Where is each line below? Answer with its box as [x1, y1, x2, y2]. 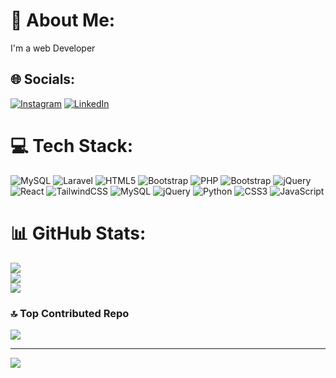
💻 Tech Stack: [10, 134, 134, 157]
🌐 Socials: [10, 71, 76, 88]
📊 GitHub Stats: [10, 222, 147, 244]
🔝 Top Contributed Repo [10, 306, 130, 320]
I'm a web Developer [10, 42, 96, 54]
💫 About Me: [10, 9, 116, 32]
